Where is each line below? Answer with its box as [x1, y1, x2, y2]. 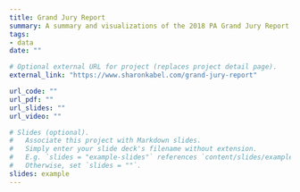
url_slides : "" [9, 104, 66, 113]
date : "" [9, 46, 42, 55]
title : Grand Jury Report [9, 13, 105, 22]
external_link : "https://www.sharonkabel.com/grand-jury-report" [9, 71, 257, 80]
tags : [9, 29, 29, 38]
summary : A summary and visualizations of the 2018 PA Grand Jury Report [9, 21, 290, 30]
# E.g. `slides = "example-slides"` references [9, 153, 198, 162]
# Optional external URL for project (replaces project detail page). [9, 63, 278, 71]
